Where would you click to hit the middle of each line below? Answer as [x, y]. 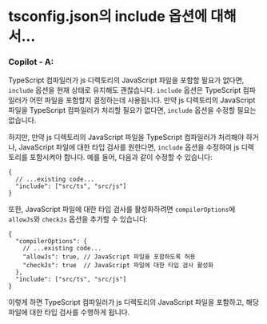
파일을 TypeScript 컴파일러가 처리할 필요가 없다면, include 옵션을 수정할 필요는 [133, 110]
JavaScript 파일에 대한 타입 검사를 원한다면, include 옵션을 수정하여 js [129, 147]
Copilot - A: [31, 62]
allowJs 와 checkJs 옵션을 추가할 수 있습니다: [78, 219]
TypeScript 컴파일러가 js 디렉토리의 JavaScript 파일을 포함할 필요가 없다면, [126, 80]
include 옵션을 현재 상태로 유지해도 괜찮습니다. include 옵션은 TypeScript [125, 90]
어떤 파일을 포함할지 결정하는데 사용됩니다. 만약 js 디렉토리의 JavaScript [142, 100]
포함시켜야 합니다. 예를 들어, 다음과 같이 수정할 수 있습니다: [121, 158]
